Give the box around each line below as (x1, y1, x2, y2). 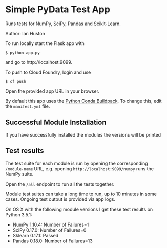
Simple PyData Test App (5, 4, 110, 15)
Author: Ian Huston (5, 30, 45, 36)
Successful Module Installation (5, 118, 107, 127)
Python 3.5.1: (5, 211, 32, 218)
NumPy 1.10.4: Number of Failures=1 (12, 221, 89, 228)
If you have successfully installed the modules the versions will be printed (5, 131, 161, 138)
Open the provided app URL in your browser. (5, 88, 100, 94)
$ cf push (5, 79, 27, 84)
